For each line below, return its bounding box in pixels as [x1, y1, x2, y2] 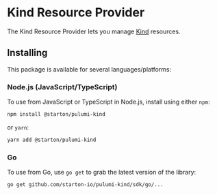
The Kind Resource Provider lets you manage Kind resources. [7, 27, 181, 35]
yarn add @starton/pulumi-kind [7, 136, 97, 143]
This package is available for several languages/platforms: [7, 65, 172, 73]
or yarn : [7, 123, 29, 131]
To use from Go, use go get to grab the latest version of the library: [7, 168, 196, 177]
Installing [7, 47, 48, 59]
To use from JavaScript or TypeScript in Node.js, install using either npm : [7, 97, 210, 106]
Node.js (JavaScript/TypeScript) [7, 82, 118, 91]
